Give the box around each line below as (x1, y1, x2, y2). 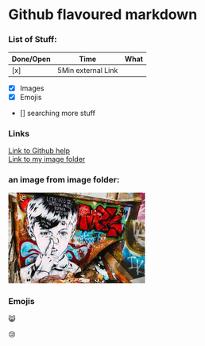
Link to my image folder (8, 155, 86, 164)
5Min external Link (56, 66, 118, 75)
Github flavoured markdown (8, 6, 198, 24)
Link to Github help (8, 146, 70, 156)
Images (19, 83, 44, 93)
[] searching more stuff (19, 108, 95, 117)
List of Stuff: (8, 34, 57, 45)
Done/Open (11, 54, 51, 63)
